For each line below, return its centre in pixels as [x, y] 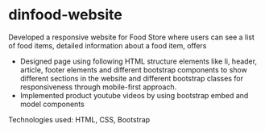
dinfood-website [65, 15]
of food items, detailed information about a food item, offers [108, 45]
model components [52, 104]
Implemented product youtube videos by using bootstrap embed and [134, 95]
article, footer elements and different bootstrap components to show [133, 69]
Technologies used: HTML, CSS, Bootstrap [79, 119]
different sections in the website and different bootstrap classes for [132, 78]
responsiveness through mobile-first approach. [98, 87]
